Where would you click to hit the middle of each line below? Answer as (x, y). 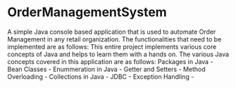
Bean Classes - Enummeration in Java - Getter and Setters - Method (106, 69)
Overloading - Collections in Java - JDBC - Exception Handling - (101, 76)
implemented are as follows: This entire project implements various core (112, 46)
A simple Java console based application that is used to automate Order (112, 32)
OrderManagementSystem (87, 12)
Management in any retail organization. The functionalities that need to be (114, 39)
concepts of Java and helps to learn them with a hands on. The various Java (118, 54)
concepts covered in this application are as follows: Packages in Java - (110, 61)
